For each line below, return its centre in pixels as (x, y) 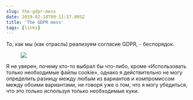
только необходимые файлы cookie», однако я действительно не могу (94, 73)
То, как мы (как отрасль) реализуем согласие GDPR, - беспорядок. (90, 44)
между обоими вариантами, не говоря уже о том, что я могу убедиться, (97, 85)
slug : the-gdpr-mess (31, 11)
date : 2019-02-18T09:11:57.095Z (45, 17)
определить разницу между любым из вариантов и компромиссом (90, 78)
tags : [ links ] (23, 28)
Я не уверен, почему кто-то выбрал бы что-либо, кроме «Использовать (96, 66)
